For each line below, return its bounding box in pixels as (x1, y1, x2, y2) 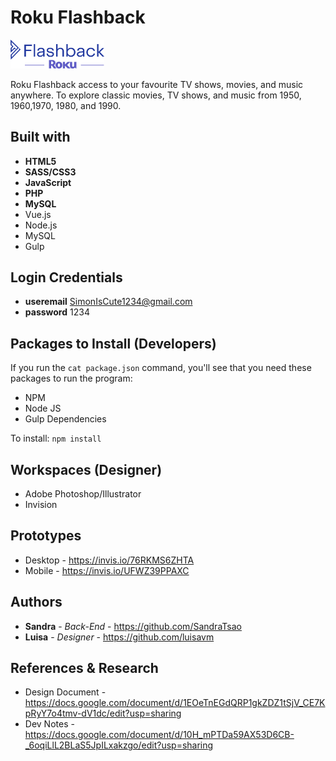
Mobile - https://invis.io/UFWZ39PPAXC (24, 564, 190, 576)
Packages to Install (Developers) (10, 335, 217, 352)
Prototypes (10, 527, 82, 545)
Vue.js (24, 208, 52, 220)
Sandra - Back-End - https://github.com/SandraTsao (24, 620, 242, 632)
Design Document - (24, 686, 107, 698)
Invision (24, 499, 58, 511)
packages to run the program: (10, 372, 133, 385)
